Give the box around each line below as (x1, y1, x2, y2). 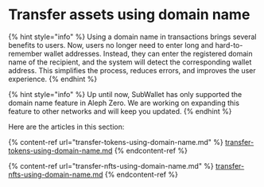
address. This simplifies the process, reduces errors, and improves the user (8, 65, 256, 75)
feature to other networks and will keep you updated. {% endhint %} (8, 106, 232, 116)
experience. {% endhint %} (8, 74, 98, 84)
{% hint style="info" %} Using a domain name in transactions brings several (8, 32, 257, 41)
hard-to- (215, 40, 243, 49)
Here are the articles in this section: (8, 122, 125, 131)
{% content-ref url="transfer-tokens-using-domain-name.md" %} (8, 137, 224, 146)
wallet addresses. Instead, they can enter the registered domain (43, 49, 253, 58)
